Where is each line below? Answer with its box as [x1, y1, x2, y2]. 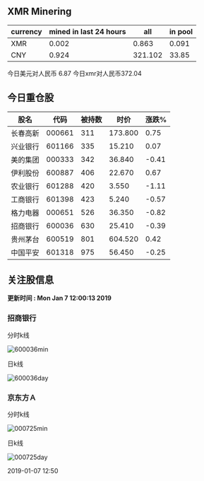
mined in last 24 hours [49, 26, 126, 36]
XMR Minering [7, 6, 72, 18]
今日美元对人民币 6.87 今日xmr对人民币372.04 [7, 69, 143, 77]
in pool [169, 26, 193, 36]
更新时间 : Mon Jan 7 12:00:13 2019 [7, 294, 112, 303]
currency [11, 26, 42, 36]
